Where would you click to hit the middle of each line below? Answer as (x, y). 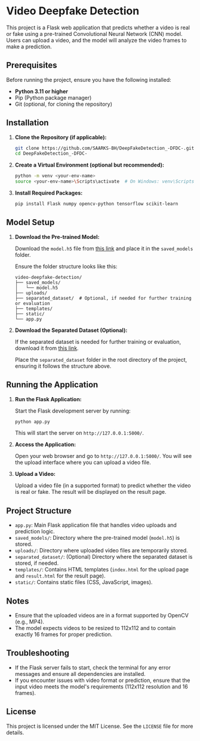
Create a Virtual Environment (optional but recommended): (89, 165)
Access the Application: (45, 445)
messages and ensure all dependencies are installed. (80, 674)
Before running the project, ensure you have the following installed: (89, 79)
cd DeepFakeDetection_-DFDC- (51, 153)
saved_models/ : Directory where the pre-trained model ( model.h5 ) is (97, 538)
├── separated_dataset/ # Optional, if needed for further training (103, 298)
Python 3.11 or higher (41, 91)
